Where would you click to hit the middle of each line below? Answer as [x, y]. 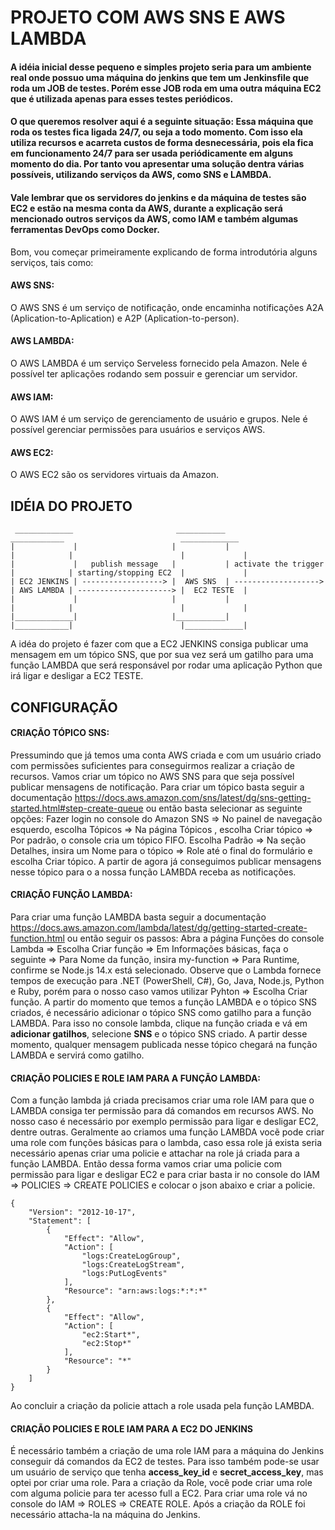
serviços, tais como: [52, 262]
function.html [37, 938]
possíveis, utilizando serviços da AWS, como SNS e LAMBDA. [141, 175]
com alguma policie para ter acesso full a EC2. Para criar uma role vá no [159, 1493]
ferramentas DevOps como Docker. [85, 229]
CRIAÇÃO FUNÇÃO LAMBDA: [71, 895]
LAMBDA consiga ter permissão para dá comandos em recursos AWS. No [162, 1111]
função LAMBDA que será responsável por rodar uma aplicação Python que [166, 665]
